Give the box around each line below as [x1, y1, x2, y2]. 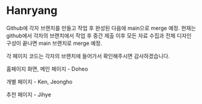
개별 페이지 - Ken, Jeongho [6, 78, 73, 85]
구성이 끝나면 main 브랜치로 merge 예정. [6, 39, 103, 47]
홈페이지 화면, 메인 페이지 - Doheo [6, 65, 89, 73]
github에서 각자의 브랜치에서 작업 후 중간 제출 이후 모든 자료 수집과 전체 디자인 [6, 31, 192, 39]
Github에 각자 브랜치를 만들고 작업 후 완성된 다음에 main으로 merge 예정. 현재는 [6, 24, 196, 31]
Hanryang [6, 4, 58, 18]
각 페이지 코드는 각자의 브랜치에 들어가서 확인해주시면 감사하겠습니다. [6, 52, 170, 59]
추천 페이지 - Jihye [6, 91, 52, 98]
